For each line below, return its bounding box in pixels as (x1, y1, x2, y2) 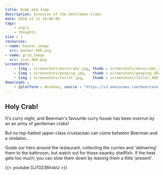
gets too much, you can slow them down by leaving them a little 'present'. (5, 155, 153, 161)
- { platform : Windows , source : (14, 84, 82, 89)
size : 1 (5, 35, 23, 40)
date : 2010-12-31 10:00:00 (5, 16, 60, 21)
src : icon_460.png (9, 57, 47, 62)
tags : (5, 21, 16, 26)
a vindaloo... (5, 135, 30, 141)
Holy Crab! (5, 102, 39, 110)
